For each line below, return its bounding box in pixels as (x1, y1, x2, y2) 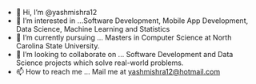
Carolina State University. (15, 41, 100, 51)
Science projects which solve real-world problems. (15, 58, 184, 67)
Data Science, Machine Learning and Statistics (15, 25, 170, 33)
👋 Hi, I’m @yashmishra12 (15, 8, 98, 17)
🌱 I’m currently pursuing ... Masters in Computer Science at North (15, 32, 232, 42)
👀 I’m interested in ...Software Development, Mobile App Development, (15, 16, 249, 25)
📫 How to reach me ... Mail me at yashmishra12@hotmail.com (15, 67, 221, 76)
